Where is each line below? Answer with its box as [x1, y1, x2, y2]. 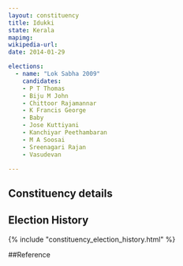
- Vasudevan [22, 151, 62, 159]
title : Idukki [8, 19, 55, 27]
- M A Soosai [22, 136, 65, 144]
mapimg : [8, 33, 34, 42]
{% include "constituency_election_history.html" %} [8, 234, 176, 244]
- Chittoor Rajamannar [22, 99, 97, 107]
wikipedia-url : [8, 41, 58, 49]
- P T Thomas [22, 84, 65, 92]
